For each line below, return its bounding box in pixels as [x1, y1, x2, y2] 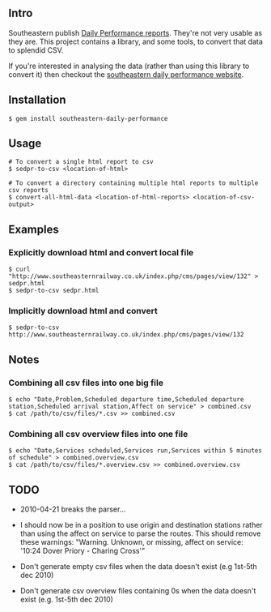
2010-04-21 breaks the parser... [19, 504, 126, 514]
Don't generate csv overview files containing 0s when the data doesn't [19, 586, 256, 596]
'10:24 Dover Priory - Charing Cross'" [19, 546, 146, 556]
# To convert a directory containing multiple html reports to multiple [8, 179, 259, 187]
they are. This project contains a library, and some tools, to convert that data [8, 36, 263, 46]
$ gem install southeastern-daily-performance [8, 114, 168, 122]
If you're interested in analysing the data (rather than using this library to [8, 61, 250, 71]
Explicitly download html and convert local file [8, 246, 194, 258]
